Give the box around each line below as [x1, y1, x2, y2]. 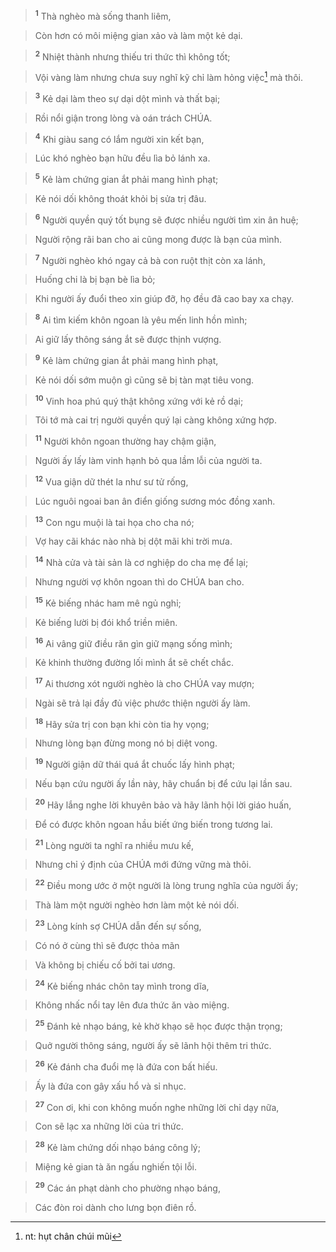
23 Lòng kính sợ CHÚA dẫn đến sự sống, [34, 919, 202, 932]
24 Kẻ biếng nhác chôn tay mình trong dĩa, [34, 978, 210, 992]
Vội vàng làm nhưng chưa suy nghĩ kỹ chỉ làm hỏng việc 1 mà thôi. [34, 70, 303, 83]
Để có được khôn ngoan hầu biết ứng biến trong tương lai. [34, 818, 273, 830]
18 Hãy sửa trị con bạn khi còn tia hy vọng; [34, 716, 210, 730]
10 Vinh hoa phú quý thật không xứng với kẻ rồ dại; [34, 393, 244, 407]
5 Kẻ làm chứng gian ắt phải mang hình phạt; [34, 172, 219, 185]
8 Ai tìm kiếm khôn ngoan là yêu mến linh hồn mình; [34, 312, 248, 326]
